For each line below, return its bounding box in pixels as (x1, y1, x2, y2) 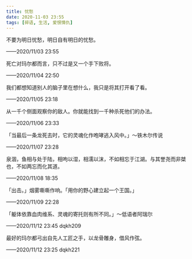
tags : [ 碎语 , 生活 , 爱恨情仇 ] (6, 19, 73, 25)
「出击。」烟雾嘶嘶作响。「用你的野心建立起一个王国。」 (6, 187, 137, 194)
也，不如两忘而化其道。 (6, 163, 63, 170)
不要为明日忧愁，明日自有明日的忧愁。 (6, 36, 99, 43)
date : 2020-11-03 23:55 (6, 14, 65, 20)
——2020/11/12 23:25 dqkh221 (6, 246, 80, 253)
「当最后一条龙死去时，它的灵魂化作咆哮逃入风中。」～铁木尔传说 (6, 132, 163, 139)
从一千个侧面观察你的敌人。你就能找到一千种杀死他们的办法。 (6, 108, 156, 115)
